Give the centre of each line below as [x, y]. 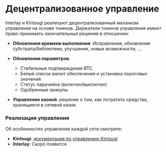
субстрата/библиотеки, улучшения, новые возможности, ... [77, 48]
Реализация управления [37, 118]
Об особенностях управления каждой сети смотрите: [64, 129]
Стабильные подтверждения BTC [56, 68]
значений [30, 79]
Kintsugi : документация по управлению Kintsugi [65, 139]
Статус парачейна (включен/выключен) [64, 84]
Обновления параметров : [41, 58]
